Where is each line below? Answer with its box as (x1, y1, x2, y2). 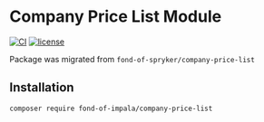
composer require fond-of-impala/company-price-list (9, 104, 213, 113)
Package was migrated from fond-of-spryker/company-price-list (9, 53, 256, 64)
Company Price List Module (9, 6, 222, 27)
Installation (9, 80, 74, 96)
